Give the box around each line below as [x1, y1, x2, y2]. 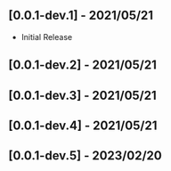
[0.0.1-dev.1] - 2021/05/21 [8, 8, 153, 23]
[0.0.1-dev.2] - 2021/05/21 [8, 58, 157, 73]
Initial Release [20, 31, 73, 42]
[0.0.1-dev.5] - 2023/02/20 [8, 148, 162, 164]
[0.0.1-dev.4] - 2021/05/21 [8, 118, 158, 133]
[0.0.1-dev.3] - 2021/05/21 [8, 87, 157, 102]
